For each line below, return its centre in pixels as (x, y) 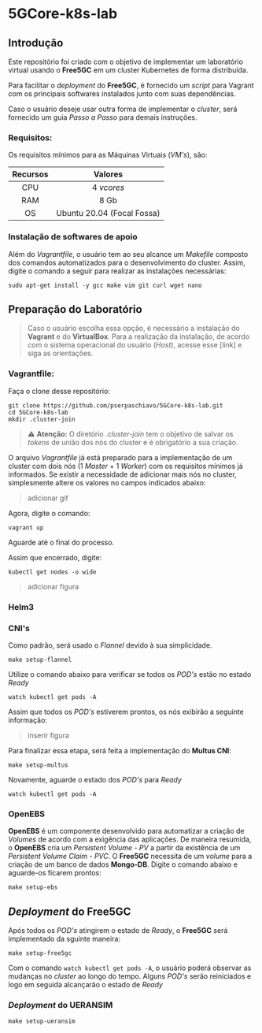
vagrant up (26, 528)
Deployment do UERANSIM (61, 1005)
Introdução (36, 43)
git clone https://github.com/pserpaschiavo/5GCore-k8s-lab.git (116, 405)
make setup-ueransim (42, 1021)
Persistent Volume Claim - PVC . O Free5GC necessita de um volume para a (130, 856)
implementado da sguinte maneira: (64, 939)
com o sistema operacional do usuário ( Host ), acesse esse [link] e (135, 345)
